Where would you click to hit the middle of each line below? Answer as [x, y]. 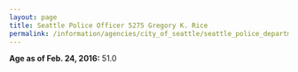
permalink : [29, 33]
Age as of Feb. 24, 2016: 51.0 [63, 59]
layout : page [33, 17]
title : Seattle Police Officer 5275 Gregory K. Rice [109, 25]
